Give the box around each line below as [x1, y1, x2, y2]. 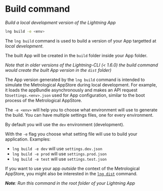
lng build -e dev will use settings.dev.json [12, 146, 103, 151]
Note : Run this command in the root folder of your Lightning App [5, 180, 136, 186]
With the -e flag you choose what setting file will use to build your [5, 131, 138, 137]
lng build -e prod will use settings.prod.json [12, 150, 107, 157]
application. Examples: [5, 136, 51, 142]
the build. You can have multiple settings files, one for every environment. [5, 112, 154, 118]
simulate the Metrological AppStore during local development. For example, [5, 82, 158, 87]
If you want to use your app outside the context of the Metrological [5, 165, 140, 171]
